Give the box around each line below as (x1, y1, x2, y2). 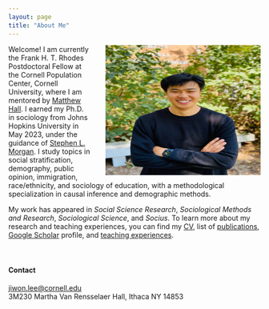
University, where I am (8, 86, 82, 96)
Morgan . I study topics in (8, 146, 90, 156)
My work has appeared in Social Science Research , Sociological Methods (8, 204, 252, 214)
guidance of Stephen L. (8, 138, 86, 147)
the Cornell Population (8, 70, 82, 79)
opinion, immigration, (8, 172, 78, 182)
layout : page (8, 13, 52, 21)
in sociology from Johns (8, 112, 88, 122)
